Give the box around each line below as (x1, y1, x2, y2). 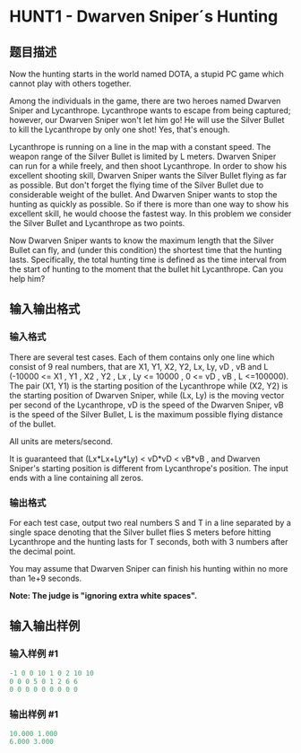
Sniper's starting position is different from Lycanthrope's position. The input (9, 462, 288, 473)
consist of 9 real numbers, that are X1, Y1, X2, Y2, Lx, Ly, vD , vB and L (9, 361, 269, 372)
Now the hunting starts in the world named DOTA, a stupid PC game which (9, 69, 285, 79)
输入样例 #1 (9, 648, 58, 661)
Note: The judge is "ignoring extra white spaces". (9, 590, 198, 600)
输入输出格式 (9, 302, 81, 317)
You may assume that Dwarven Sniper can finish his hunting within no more (9, 563, 288, 574)
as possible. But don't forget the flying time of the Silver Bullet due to (9, 179, 264, 190)
